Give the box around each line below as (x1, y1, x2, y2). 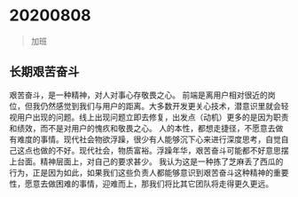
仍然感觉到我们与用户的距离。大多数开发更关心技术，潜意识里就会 (39, 100, 281, 111)
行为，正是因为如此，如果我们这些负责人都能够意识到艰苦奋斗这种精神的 (9, 167, 273, 177)
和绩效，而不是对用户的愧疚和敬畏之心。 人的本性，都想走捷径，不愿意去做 (9, 122, 284, 133)
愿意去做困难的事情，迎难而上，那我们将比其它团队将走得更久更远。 (24, 178, 273, 189)
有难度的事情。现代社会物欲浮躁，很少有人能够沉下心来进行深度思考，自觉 (9, 134, 281, 145)
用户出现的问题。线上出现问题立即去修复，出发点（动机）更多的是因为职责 (16, 112, 289, 122)
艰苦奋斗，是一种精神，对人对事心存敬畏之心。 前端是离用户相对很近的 (9, 90, 268, 100)
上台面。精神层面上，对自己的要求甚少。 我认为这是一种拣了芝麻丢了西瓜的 (9, 156, 284, 167)
